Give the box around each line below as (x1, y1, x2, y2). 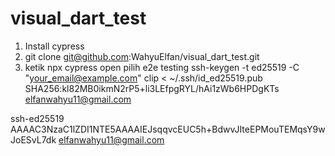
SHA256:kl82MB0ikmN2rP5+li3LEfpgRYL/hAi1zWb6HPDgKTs (24, 82, 280, 94)
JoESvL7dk (10, 133, 57, 146)
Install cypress (24, 40, 85, 52)
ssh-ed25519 (10, 112, 65, 124)
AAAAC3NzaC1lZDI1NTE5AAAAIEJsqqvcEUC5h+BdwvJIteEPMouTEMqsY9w (10, 123, 326, 135)
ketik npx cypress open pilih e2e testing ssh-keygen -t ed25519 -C (24, 61, 300, 73)
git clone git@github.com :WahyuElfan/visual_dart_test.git (24, 50, 260, 62)
